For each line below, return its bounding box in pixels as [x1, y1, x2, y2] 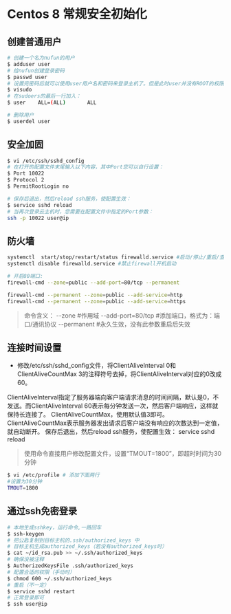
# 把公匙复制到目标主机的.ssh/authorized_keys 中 [7, 537, 140, 544]
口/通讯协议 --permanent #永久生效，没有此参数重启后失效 [23, 320, 191, 328]
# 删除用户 [7, 111, 34, 118]
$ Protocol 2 [7, 177, 45, 184]
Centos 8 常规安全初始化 [7, 6, 148, 22]
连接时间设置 [7, 342, 62, 353]
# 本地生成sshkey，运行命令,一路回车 [7, 524, 102, 531]
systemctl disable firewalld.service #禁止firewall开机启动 [7, 261, 177, 267]
